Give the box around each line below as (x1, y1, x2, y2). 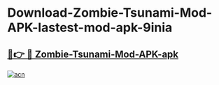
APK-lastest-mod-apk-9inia (7, 20, 173, 36)
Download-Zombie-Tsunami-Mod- (7, 5, 213, 21)
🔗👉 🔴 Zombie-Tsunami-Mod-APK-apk (7, 48, 179, 60)
